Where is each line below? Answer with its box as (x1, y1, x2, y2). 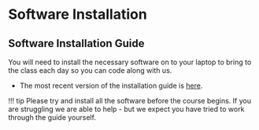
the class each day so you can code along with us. (8, 66, 172, 75)
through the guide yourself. (8, 113, 97, 122)
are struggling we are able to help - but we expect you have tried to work (8, 104, 245, 114)
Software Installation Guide (8, 37, 145, 50)
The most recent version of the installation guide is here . (19, 81, 203, 90)
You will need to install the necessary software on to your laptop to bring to (8, 57, 252, 67)
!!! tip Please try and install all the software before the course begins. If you (8, 96, 252, 105)
